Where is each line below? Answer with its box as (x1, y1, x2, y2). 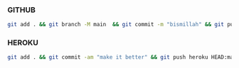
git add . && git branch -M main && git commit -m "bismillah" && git (7, 21, 224, 28)
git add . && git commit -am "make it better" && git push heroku (7, 54, 208, 61)
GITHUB (7, 5, 36, 15)
